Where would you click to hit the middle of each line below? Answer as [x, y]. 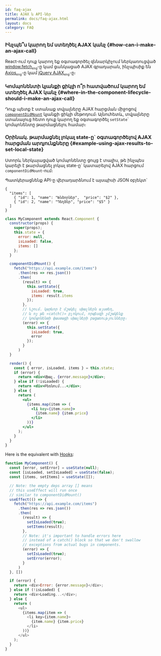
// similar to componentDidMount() [46, 495]
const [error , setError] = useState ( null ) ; [54, 468]
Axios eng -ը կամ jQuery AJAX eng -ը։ [40, 73]
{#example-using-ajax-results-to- [111, 143]
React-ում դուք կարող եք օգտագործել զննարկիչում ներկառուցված [80, 61]
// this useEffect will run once [43, 490]
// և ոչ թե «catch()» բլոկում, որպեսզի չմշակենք [73, 314]
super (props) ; [28, 228]
